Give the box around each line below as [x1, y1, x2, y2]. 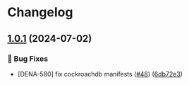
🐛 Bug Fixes [7, 54, 48, 64]
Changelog [7, 4, 73, 21]
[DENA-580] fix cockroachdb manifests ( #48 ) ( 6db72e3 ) [17, 69, 183, 78]
